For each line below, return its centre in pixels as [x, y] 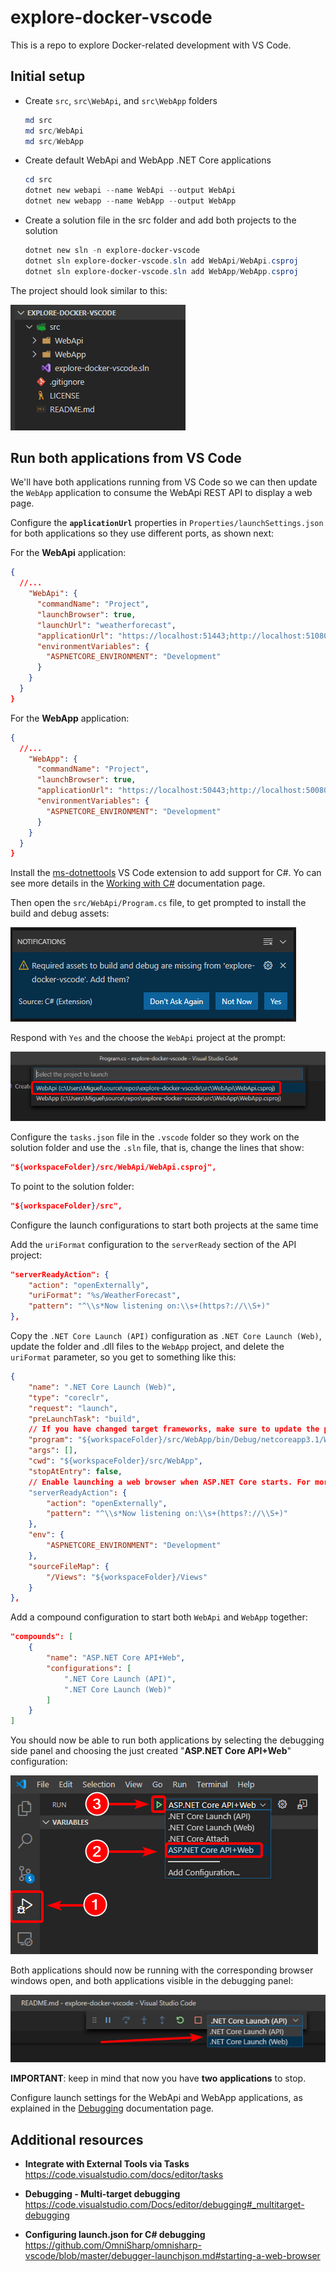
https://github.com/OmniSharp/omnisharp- [113, 2245]
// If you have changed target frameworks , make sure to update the [174, 1429]
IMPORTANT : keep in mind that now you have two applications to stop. [158, 2078]
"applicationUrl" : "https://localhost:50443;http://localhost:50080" [184, 791]
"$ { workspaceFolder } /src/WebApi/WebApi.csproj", [113, 1167]
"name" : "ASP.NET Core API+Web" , [116, 1658]
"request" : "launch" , [73, 1408]
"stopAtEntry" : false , [75, 1471]
